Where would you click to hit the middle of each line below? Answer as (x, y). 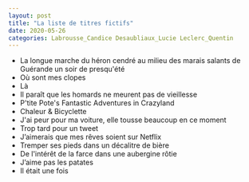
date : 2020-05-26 (37, 30)
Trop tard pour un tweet (59, 129)
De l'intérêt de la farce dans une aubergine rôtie (98, 154)
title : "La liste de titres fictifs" (71, 23)
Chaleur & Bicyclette (53, 112)
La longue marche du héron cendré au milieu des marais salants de (130, 61)
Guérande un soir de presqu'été (72, 69)
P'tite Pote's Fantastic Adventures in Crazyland (97, 103)
